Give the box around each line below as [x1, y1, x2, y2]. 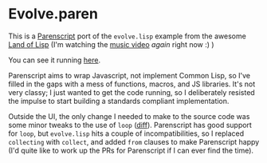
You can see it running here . [8, 55, 101, 65]
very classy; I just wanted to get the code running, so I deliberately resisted [8, 87, 255, 97]
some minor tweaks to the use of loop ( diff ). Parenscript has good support [8, 120, 253, 129]
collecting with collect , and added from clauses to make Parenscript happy [8, 137, 260, 146]
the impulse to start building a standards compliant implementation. [8, 96, 230, 105]
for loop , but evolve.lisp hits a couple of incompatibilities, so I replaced [8, 129, 245, 138]
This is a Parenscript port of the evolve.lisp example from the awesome [8, 31, 247, 41]
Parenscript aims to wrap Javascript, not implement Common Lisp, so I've [8, 70, 251, 80]
